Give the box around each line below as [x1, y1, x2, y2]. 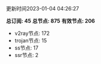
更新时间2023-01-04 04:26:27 [6, 5, 79, 12]
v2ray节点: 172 [14, 30, 50, 37]
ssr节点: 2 [14, 52, 39, 58]
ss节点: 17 [14, 44, 39, 51]
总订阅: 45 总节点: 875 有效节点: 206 [6, 17, 95, 24]
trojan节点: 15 [14, 37, 47, 44]
